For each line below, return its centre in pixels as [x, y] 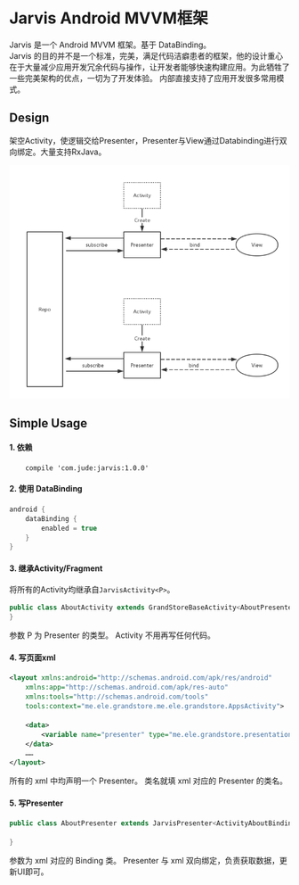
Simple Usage [48, 423]
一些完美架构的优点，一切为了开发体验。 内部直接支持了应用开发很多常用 [143, 78]
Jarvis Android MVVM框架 [109, 18]
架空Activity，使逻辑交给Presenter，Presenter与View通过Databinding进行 [145, 140]
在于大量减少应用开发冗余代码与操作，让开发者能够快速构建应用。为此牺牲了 [149, 67]
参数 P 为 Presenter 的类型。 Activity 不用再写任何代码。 [113, 635]
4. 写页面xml [32, 658]
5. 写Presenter [36, 803]
